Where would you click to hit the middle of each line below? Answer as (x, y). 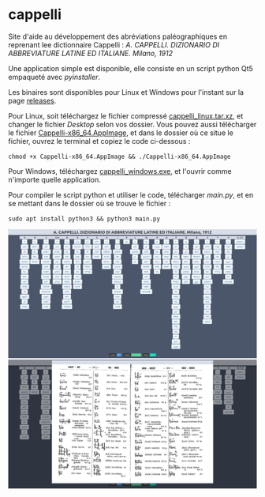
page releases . (32, 100)
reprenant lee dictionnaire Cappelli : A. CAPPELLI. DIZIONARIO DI (114, 44)
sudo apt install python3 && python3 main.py (84, 219)
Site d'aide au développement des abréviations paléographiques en (118, 36)
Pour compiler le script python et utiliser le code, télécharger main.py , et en (131, 194)
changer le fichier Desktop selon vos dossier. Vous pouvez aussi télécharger (132, 124)
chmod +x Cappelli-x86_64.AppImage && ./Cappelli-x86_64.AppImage (119, 156)
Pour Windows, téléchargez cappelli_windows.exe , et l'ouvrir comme (120, 171)
